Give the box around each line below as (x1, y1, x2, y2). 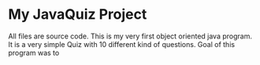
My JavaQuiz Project (8, 5, 147, 23)
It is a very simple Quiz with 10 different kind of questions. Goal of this (8, 39, 235, 49)
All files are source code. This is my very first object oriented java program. (8, 31, 252, 41)
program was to (8, 48, 60, 57)
